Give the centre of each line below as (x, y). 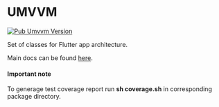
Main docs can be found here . (50, 58)
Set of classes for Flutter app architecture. (68, 44)
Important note (29, 74)
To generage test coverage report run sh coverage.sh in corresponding (110, 89)
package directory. (34, 97)
